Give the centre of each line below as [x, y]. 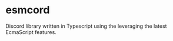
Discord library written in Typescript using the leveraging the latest [86, 26]
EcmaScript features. [31, 32]
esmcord [28, 10]
